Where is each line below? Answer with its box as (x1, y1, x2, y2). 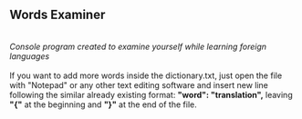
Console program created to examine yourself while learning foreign (9, 41, 267, 52)
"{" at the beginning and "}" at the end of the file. (9, 99, 198, 110)
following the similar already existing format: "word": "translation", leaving (9, 89, 294, 100)
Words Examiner (9, 7, 106, 23)
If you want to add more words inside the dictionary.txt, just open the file (9, 70, 283, 81)
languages (9, 50, 50, 62)
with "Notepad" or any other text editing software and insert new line (9, 79, 269, 90)
